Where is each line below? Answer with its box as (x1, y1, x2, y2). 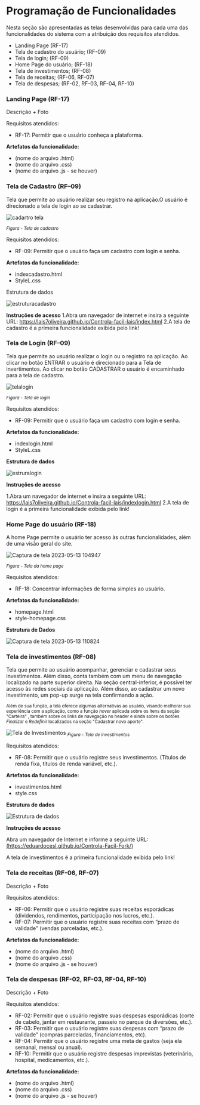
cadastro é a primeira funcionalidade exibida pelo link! (6, 324, 139, 331)
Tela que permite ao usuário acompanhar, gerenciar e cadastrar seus (6, 666, 176, 673)
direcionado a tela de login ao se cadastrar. (6, 202, 112, 210)
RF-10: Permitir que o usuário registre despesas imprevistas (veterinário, (14, 1049, 193, 1057)
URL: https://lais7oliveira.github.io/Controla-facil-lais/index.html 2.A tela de (6, 318, 190, 325)
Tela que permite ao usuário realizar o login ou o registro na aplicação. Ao (6, 352, 188, 359)
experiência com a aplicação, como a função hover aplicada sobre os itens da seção (6, 709, 180, 715)
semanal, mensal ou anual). (14, 1044, 82, 1051)
